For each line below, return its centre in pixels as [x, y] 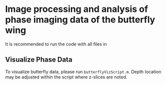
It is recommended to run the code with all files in [56, 44]
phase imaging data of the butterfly [80, 20]
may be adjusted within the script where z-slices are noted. [66, 77]
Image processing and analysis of [77, 9]
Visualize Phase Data [39, 60]
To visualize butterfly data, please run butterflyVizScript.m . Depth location [83, 72]
